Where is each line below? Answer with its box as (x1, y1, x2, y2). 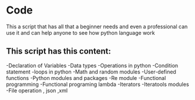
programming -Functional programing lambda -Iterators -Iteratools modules (6, 81, 189, 88)
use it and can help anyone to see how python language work (6, 29, 155, 36)
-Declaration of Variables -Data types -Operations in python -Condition (6, 62, 179, 69)
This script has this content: (6, 46, 112, 56)
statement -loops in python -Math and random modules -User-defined (6, 68, 176, 75)
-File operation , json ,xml (6, 86, 68, 94)
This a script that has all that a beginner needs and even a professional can (6, 23, 188, 30)
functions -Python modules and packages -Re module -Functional (6, 74, 166, 81)
